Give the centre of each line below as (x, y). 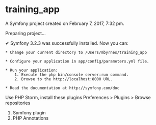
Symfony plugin (29, 112)
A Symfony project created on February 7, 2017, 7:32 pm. (65, 23)
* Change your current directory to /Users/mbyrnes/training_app (76, 52)
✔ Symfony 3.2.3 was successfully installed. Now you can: (67, 43)
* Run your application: (32, 70)
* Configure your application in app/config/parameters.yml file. (77, 61)
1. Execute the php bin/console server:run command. (72, 75)
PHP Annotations (31, 118)
